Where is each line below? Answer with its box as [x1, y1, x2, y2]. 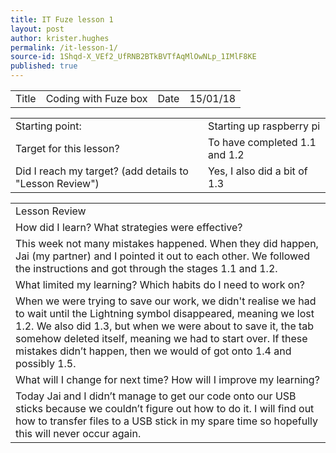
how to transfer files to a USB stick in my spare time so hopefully [15, 414, 318, 428]
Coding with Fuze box [45, 92, 148, 105]
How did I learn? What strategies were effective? [15, 221, 243, 234]
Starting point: [15, 119, 82, 133]
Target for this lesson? [15, 142, 120, 155]
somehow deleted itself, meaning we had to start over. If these [15, 332, 308, 345]
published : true [10, 61, 78, 71]
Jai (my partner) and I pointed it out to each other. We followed [15, 249, 310, 263]
